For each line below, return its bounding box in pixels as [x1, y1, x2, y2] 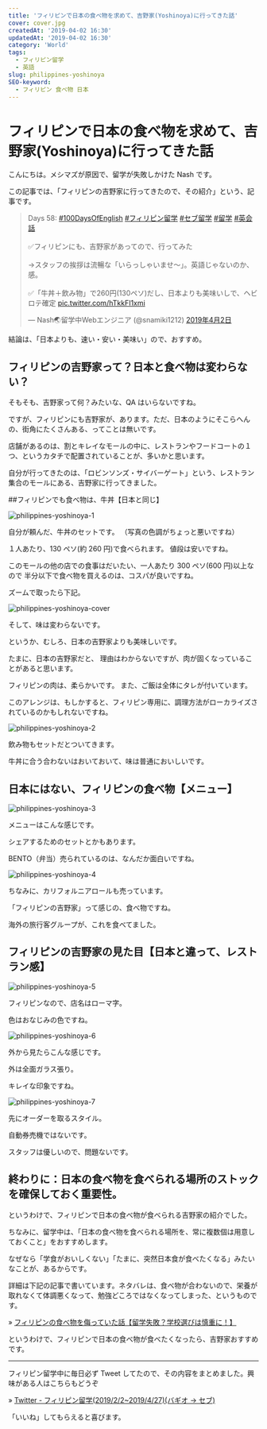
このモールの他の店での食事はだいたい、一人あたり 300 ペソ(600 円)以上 [8, 561, 248, 570]
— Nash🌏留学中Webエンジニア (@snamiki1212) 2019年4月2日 [27, 315, 232, 325]
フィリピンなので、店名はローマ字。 [8, 998, 127, 1007]
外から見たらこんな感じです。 [8, 1047, 106, 1056]
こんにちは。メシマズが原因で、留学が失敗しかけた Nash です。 [8, 170, 216, 180]
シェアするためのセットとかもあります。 [8, 836, 141, 846]
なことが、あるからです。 [8, 1264, 91, 1273]
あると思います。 [21, 664, 78, 674]
